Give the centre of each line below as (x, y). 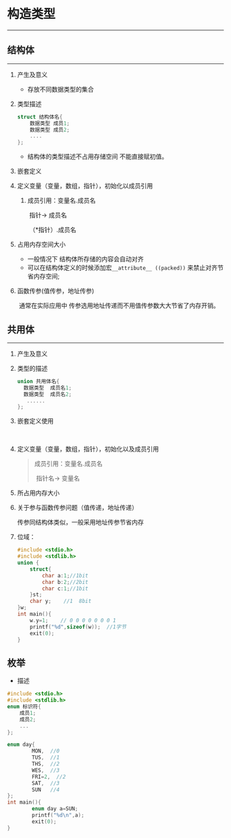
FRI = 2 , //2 (49, 777)
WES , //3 (46, 770)
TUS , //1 (46, 758)
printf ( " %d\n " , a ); (58, 815)
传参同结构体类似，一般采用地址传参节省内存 (80, 522)
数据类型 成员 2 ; (50, 130)
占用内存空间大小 (41, 245)
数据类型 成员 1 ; (50, 123)
